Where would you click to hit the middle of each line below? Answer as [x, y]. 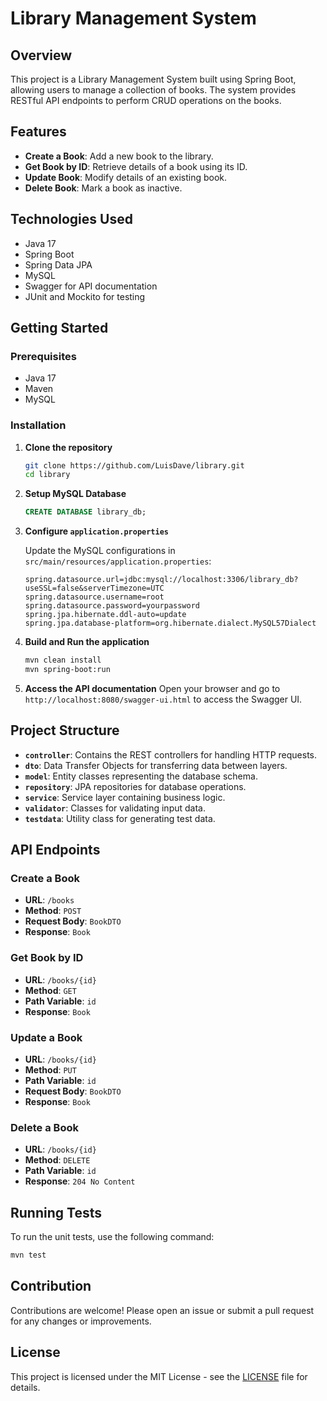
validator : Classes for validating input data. [115, 808]
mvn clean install [63, 660]
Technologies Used [71, 219]
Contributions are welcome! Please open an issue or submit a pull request [162, 1310]
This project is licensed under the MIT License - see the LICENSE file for [159, 1376]
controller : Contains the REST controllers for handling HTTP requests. [171, 754]
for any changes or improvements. [81, 1321]
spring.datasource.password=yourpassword [112, 606]
